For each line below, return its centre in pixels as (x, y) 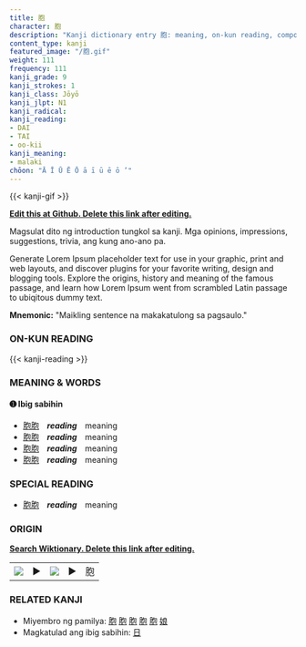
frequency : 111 (38, 69)
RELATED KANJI (46, 600)
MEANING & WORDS (56, 382)
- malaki (26, 162)
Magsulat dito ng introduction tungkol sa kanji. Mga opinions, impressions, (149, 231)
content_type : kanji (49, 43)
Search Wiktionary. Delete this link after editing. (102, 549)
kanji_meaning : (38, 153)
